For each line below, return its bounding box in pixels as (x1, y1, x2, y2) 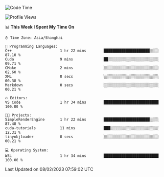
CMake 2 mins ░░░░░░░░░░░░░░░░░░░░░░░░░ (5, 65, 159, 70)
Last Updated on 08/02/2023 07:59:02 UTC (5, 166, 94, 172)
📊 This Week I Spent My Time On (5, 24, 74, 29)
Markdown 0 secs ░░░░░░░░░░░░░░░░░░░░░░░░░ (5, 83, 159, 88)
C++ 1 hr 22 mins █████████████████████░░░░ (5, 48, 159, 53)
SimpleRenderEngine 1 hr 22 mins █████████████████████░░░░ (5, 117, 159, 122)
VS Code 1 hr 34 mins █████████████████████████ (5, 100, 159, 105)
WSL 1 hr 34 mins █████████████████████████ (5, 153, 159, 158)
